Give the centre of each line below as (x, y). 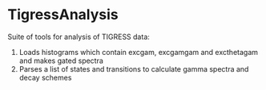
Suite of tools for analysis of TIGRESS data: (79, 37)
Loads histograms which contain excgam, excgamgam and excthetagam (138, 52)
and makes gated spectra (61, 61)
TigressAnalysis (63, 15)
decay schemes (45, 77)
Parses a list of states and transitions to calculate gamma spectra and (134, 68)
